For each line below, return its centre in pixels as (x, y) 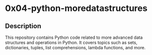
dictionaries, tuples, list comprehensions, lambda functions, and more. (75, 48)
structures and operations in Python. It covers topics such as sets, (71, 43)
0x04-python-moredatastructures (76, 8)
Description (23, 26)
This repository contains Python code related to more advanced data (74, 37)
